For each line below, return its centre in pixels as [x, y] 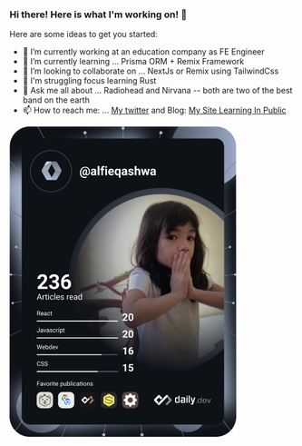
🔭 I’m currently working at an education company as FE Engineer [143, 52]
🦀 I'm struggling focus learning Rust [89, 81]
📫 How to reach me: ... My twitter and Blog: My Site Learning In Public [155, 110]
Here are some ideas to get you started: [84, 35]
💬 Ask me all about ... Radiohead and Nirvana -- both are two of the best [157, 91]
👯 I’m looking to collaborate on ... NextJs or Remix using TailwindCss [151, 71]
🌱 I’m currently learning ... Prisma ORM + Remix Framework [133, 62]
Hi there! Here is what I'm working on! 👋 [98, 15]
